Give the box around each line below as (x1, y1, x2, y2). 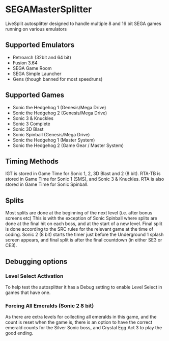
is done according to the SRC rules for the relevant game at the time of (5, 226, 154, 232)
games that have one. (5, 289, 51, 296)
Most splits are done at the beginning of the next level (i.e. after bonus (5, 210, 153, 216)
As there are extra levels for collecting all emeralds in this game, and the (5, 314, 157, 320)
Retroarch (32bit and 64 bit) (12, 54, 71, 60)
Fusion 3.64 (12, 60, 38, 66)
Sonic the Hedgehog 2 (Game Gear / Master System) (12, 142, 124, 149)
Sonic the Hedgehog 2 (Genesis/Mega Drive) (12, 110, 107, 116)
